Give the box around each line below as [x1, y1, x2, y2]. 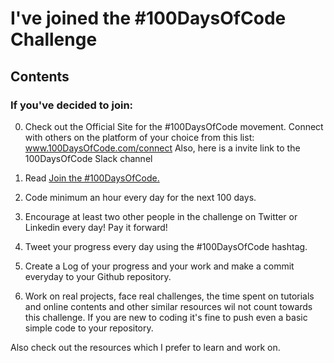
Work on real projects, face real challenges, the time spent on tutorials [24, 290, 315, 302]
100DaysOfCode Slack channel [24, 152, 153, 164]
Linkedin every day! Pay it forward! [24, 221, 168, 233]
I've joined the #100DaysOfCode [10, 7, 287, 30]
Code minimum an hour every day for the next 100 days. [24, 191, 257, 203]
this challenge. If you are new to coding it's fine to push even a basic [24, 311, 308, 323]
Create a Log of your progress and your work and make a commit [24, 260, 295, 272]
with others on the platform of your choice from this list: [24, 131, 255, 143]
